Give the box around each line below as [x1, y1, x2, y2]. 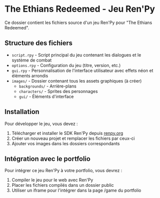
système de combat [11, 57, 52, 63]
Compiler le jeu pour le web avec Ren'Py [11, 177, 94, 183]
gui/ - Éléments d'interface [19, 93, 74, 99]
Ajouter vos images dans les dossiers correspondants [11, 140, 120, 146]
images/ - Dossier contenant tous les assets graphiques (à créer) [11, 78, 142, 84]
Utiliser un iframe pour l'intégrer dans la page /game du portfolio [11, 187, 141, 194]
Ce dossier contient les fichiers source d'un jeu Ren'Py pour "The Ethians [4, 20, 152, 25]
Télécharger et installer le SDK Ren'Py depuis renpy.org [11, 130, 123, 136]
